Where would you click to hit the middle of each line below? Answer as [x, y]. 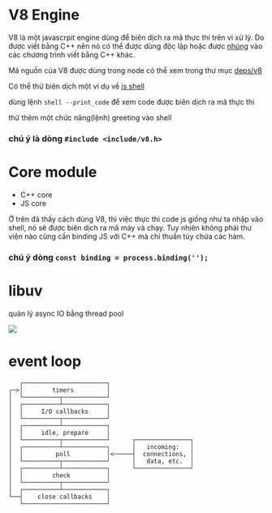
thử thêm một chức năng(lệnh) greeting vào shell [90, 117]
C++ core [36, 194]
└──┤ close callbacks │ [60, 497]
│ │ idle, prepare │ [60, 433]
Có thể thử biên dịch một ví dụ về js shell [76, 86]
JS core [33, 203]
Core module [53, 172]
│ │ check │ [60, 475]
